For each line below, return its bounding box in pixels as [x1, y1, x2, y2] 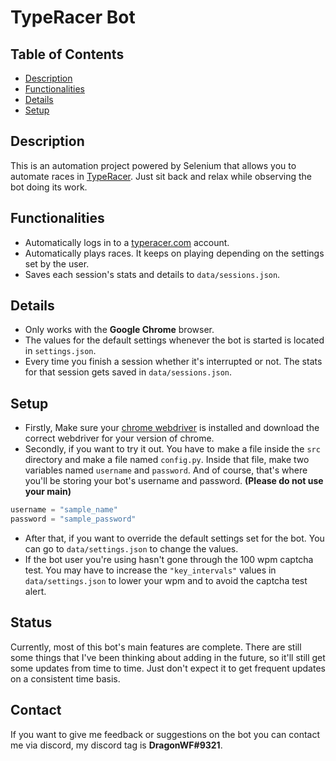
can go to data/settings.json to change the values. [24, 543, 239, 555]
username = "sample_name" [10, 505, 118, 515]
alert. [24, 586, 47, 597]
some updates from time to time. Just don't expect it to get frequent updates [10, 662, 326, 674]
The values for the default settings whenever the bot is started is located [24, 334, 325, 346]
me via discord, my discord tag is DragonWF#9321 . [10, 739, 223, 751]
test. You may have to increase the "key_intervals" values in [24, 564, 277, 576]
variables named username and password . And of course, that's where [24, 464, 308, 476]
